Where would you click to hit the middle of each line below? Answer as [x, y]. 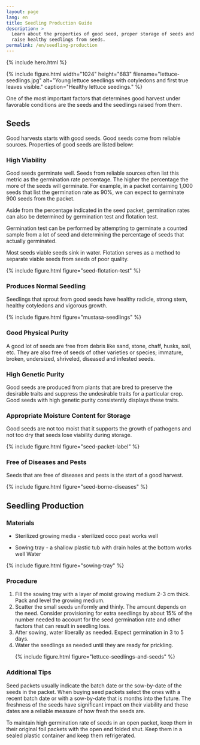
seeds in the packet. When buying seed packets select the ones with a [93, 692]
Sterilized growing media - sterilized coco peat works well [87, 536]
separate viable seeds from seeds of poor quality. [67, 259]
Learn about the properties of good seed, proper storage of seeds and [103, 34]
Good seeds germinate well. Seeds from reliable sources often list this [93, 173]
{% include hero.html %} [37, 62]
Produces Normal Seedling [46, 286]
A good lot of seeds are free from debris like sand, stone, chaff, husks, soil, [99, 346]
